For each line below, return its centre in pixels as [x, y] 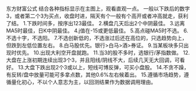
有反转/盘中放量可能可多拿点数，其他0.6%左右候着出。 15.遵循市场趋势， [95, 75]
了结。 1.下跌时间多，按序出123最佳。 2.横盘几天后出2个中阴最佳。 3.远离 [95, 23]
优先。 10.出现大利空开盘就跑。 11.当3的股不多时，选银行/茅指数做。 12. [103, 53]
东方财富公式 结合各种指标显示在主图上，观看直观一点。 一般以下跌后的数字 [98, 9]
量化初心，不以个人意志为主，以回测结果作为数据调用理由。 [84, 82]
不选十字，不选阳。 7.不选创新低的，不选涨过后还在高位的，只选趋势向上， [97, 38]
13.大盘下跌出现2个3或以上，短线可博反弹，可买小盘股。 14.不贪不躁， [103, 67]
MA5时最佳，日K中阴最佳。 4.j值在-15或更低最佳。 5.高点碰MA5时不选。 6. [97, 31]
